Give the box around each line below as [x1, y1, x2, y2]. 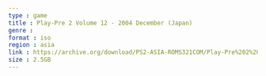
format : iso [8, 33, 51, 42]
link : [8, 48, 30, 56]
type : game [8, 11, 47, 20]
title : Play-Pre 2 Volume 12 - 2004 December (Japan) [8, 19, 193, 27]
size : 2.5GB [8, 56, 51, 64]
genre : [8, 26, 34, 34]
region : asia [8, 41, 55, 49]
